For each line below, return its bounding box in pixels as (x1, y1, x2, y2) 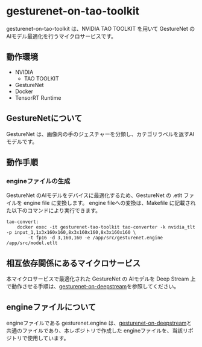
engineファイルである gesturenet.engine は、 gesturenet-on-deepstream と (6, 319, 192, 326)
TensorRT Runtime (14, 94, 62, 101)
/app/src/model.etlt (6, 240, 58, 246)
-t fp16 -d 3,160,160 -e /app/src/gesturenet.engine (28, 235, 163, 241)
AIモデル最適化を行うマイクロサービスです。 (6, 32, 116, 40)
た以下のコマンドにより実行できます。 (6, 207, 101, 214)
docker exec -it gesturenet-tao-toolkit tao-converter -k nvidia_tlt (17, 224, 196, 230)
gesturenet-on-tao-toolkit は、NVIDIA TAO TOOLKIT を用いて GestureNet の (6, 25, 195, 32)
